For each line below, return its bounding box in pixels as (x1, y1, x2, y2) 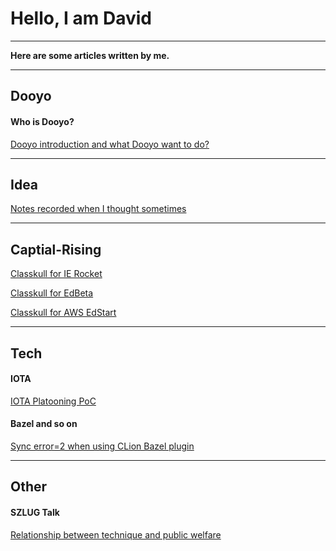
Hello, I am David (10, 7, 153, 30)
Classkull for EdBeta (10, 287, 94, 299)
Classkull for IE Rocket (10, 268, 103, 280)
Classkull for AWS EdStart (10, 307, 117, 319)
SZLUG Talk (10, 506, 60, 518)
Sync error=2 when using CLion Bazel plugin (10, 440, 195, 452)
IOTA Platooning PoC (10, 395, 97, 407)
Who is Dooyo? (10, 115, 75, 127)
